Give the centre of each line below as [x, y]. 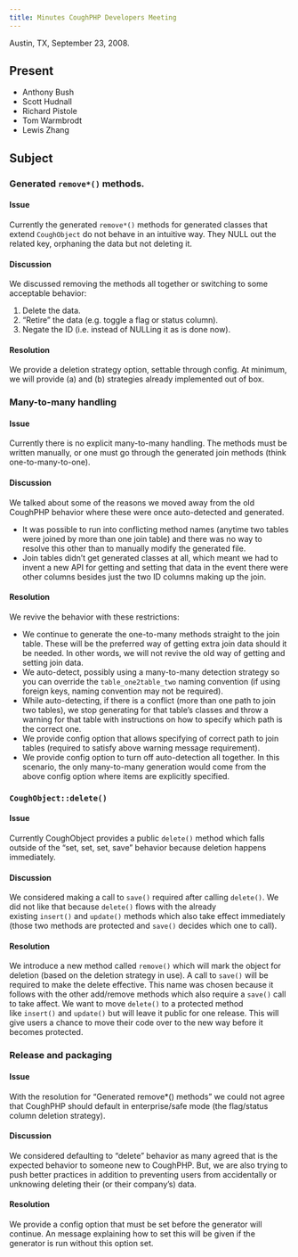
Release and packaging [61, 1056]
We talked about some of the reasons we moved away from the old [132, 502]
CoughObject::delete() [58, 798]
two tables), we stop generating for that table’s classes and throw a [145, 710]
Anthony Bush [48, 92]
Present [32, 71]
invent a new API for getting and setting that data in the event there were [155, 567]
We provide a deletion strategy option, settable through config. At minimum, [148, 370]
